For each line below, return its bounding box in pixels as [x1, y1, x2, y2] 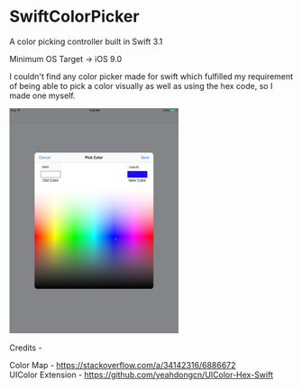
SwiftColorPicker [9, 6, 140, 27]
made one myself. [9, 90, 76, 101]
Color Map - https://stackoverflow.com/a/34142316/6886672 [9, 359, 236, 370]
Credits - [9, 342, 42, 353]
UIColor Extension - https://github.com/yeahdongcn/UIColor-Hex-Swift [9, 369, 273, 380]
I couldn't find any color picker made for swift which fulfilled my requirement [9, 70, 294, 82]
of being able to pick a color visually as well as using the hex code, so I [9, 80, 273, 91]
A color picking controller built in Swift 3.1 [9, 36, 163, 47]
